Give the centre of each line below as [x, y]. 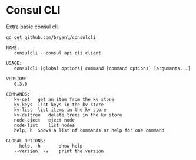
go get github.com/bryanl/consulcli [51, 37]
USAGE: [14, 63]
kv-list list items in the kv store [60, 110]
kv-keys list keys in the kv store [59, 105]
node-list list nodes [44, 125]
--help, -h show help [48, 146]
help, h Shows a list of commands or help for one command [89, 130]
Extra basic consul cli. [33, 27]
